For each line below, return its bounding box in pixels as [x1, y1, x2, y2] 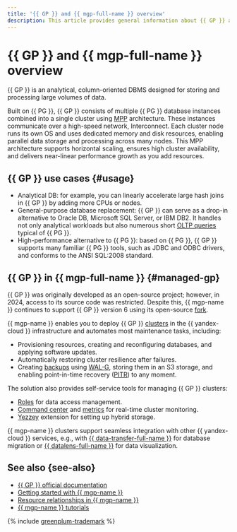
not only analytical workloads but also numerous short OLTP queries [17, 221, 217, 230]
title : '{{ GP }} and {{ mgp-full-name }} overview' [7, 10, 166, 18]
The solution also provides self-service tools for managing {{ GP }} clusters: [7, 384, 228, 393]
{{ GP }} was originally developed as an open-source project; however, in [7, 290, 220, 299]
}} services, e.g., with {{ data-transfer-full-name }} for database [25, 434, 210, 442]
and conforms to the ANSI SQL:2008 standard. [17, 252, 154, 260]
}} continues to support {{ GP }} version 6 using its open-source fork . [7, 305, 209, 314]
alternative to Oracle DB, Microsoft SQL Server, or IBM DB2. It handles [17, 213, 221, 223]
